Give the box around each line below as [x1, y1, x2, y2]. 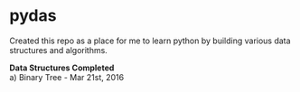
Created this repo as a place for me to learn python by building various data [9, 35, 291, 46]
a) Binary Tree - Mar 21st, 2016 [9, 71, 125, 82]
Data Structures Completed [9, 62, 115, 73]
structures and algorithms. [9, 44, 108, 55]
